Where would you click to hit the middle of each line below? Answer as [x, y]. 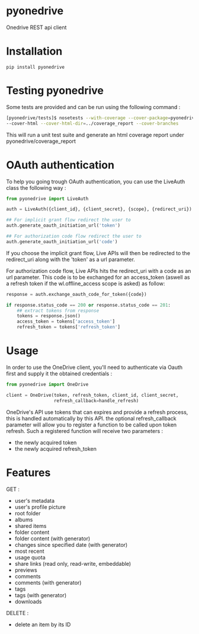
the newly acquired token [46, 442]
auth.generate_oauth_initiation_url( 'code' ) [62, 241]
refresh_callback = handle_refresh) [96, 401]
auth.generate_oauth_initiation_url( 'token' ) [63, 226]
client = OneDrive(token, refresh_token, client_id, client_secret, [92, 395]
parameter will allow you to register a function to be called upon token [92, 425]
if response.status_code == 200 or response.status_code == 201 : [88, 305]
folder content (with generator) [52, 539]
